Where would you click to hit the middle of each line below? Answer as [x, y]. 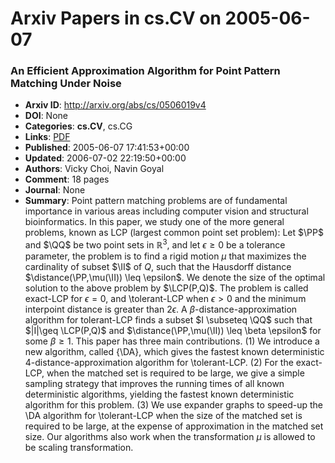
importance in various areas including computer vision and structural [166, 211]
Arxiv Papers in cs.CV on [116, 18]
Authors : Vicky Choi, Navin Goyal [94, 169]
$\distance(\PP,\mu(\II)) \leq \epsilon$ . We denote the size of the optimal [175, 278]
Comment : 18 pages [67, 179]
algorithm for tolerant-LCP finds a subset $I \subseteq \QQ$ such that [168, 320]
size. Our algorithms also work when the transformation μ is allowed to [170, 437]
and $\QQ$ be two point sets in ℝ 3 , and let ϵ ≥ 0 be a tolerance [155, 244]
